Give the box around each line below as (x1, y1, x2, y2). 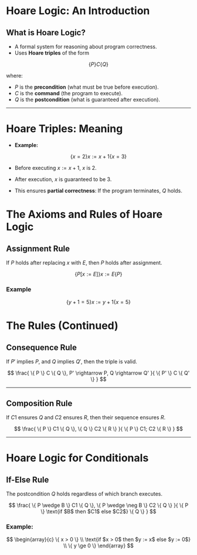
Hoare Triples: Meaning (6, 122, 123, 136)
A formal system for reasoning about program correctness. (14, 43, 157, 50)
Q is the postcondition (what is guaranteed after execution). (14, 96, 160, 103)
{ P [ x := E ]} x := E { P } (74, 270, 123, 277)
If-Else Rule (6, 474, 49, 484)
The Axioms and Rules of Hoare (6, 208, 163, 221)
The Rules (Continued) (6, 319, 118, 333)
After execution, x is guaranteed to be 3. (14, 175, 112, 183)
